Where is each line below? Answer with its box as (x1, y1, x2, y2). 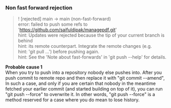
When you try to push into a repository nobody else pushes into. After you (5, 69, 162, 76)
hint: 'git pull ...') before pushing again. (17, 48, 100, 55)
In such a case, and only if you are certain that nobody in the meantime (5, 80, 156, 86)
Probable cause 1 (5, 64, 43, 70)
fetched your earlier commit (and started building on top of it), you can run (5, 86, 163, 92)
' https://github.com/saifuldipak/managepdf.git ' (17, 27, 117, 33)
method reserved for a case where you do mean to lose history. (5, 97, 140, 103)
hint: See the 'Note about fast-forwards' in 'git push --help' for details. (17, 54, 167, 60)
